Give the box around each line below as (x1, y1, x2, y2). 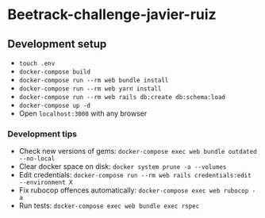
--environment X (18, 178, 73, 187)
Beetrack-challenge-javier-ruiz (7, 6, 217, 24)
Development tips (7, 128, 77, 140)
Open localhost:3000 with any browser (18, 109, 148, 118)
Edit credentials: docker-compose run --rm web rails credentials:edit (18, 170, 252, 180)
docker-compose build (18, 68, 90, 76)
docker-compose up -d (18, 101, 90, 109)
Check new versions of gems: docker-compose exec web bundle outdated (18, 147, 257, 156)
